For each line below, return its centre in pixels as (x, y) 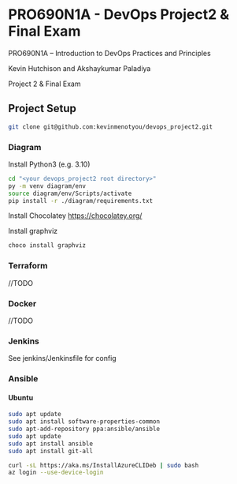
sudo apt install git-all (50, 451)
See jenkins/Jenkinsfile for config (62, 358)
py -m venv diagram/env (47, 186)
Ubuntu (21, 397)
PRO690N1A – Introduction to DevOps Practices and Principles (109, 53)
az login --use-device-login (56, 473)
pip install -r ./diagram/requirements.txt (81, 201)
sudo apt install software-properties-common (84, 422)
